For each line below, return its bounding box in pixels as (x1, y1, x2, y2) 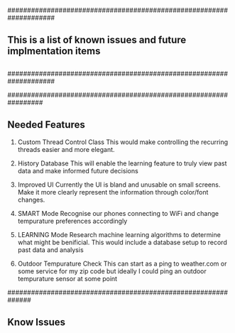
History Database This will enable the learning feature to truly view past (17, 159, 227, 168)
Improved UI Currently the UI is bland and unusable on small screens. (17, 180, 221, 189)
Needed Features (7, 119, 85, 131)
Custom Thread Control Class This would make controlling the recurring (17, 138, 229, 146)
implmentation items (7, 45, 101, 58)
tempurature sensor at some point (17, 274, 118, 283)
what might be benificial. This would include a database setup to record (17, 238, 227, 246)
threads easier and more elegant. (17, 145, 115, 153)
